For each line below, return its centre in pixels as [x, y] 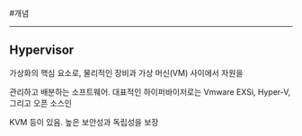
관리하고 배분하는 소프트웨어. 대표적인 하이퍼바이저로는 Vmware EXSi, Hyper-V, [150, 91]
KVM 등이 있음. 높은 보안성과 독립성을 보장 [84, 122]
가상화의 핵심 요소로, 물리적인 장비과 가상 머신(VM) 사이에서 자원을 [126, 72]
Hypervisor [42, 51]
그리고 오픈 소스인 [40, 103]
